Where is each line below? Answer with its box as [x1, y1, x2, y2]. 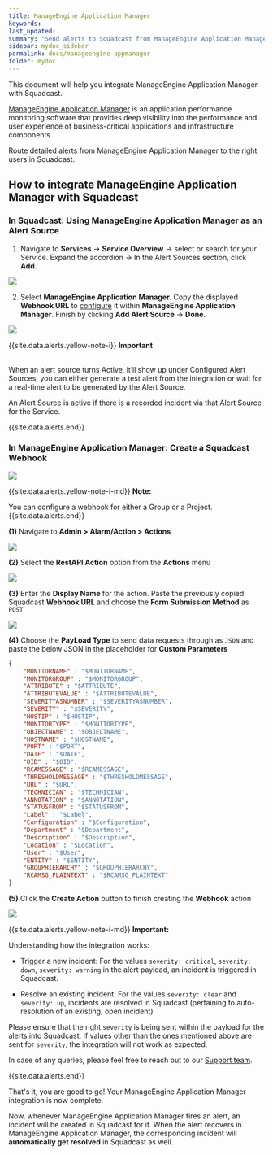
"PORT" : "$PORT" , [23, 743, 85, 751]
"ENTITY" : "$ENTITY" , [23, 856, 100, 865]
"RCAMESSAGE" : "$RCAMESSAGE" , [23, 765, 129, 774]
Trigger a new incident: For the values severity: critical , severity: [19, 957, 252, 966]
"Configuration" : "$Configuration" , [23, 818, 151, 826]
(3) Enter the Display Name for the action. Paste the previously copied [8, 588, 245, 598]
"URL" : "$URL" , [23, 780, 79, 789]
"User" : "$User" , [23, 848, 85, 856]
